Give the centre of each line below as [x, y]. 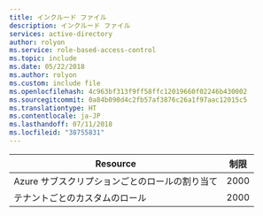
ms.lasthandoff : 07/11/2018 [61, 125]
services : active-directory [61, 34]
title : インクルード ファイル [58, 17]
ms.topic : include [43, 58]
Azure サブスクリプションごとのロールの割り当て [116, 181]
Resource [116, 163]
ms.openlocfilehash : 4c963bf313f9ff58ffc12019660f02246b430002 [128, 91]
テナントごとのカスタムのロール [80, 197]
